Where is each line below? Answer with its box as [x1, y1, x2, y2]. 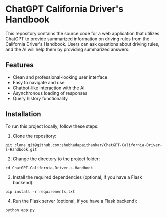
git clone [5, 142, 26, 148]
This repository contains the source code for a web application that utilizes [5, 30, 160, 36]
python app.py [5, 207, 35, 213]
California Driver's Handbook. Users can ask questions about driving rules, [5, 41, 160, 47]
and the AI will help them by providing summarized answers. [5, 46, 130, 52]
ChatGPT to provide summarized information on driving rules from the [5, 36, 150, 42]
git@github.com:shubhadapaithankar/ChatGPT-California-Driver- [27, 142, 163, 148]
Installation [5, 110, 41, 118]
